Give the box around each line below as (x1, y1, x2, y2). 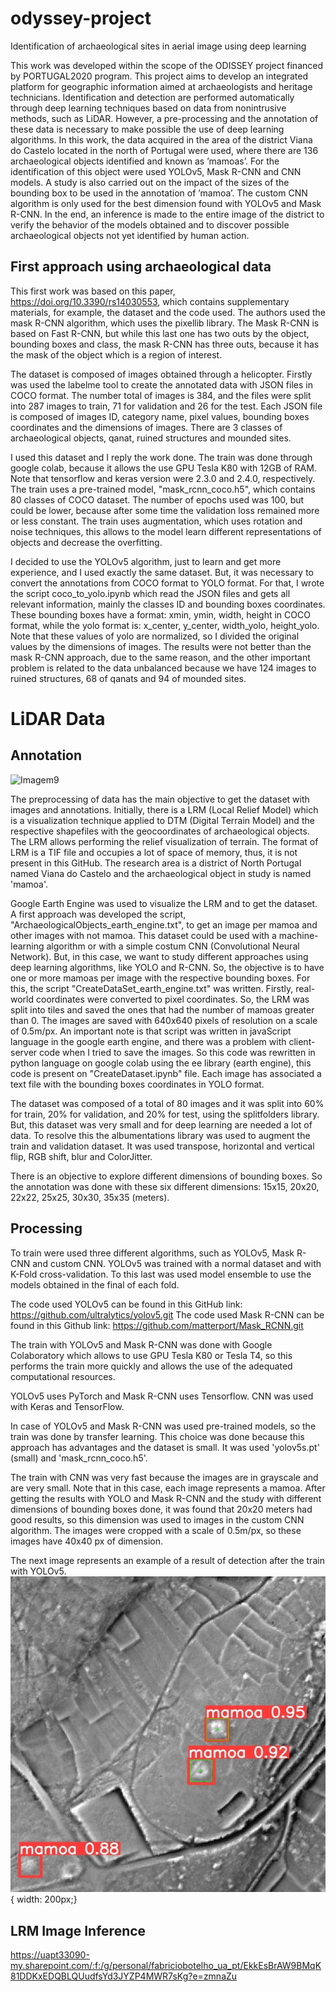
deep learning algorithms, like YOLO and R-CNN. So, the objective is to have (10, 961, 325, 973)
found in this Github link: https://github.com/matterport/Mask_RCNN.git (10, 1319, 304, 1331)
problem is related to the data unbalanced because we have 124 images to (10, 662, 317, 674)
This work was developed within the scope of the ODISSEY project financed (10, 59, 323, 71)
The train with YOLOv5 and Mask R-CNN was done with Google (10, 1338, 273, 1351)
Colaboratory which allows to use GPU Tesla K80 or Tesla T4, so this (10, 1349, 293, 1361)
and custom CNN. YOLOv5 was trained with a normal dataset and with (32, 1257, 322, 1269)
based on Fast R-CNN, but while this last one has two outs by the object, (10, 327, 310, 339)
